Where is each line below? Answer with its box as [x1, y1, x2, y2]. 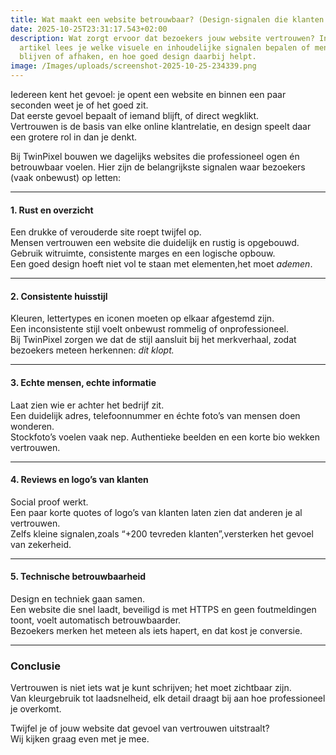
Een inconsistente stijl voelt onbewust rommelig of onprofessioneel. [10, 323, 289, 335]
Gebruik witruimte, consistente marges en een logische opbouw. [10, 247, 276, 260]
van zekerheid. [10, 538, 72, 550]
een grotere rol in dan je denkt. [10, 131, 138, 143]
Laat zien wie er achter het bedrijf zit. [10, 399, 165, 411]
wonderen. [10, 420, 55, 432]
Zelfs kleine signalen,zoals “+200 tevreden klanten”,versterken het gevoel [10, 527, 314, 540]
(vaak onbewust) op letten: [10, 172, 122, 183]
